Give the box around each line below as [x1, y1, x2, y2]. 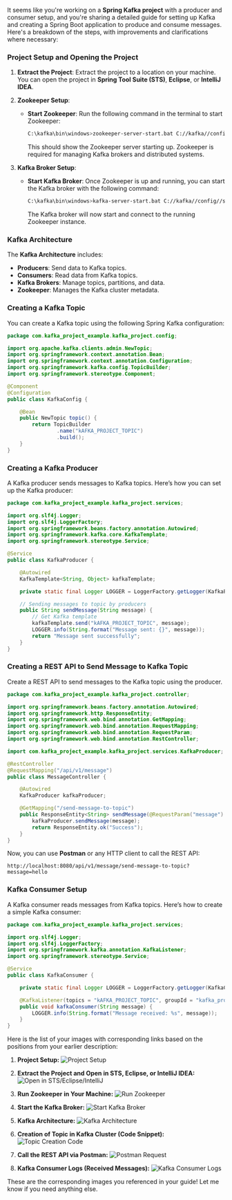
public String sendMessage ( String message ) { [19, 607, 153, 614]
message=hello [7, 869, 48, 876]
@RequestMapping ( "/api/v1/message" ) [7, 767, 113, 774]
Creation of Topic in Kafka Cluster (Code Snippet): [17, 1130, 164, 1138]
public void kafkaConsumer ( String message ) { [19, 1003, 153, 1010]
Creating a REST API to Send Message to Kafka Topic [7, 662, 188, 671]
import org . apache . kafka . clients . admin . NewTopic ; [7, 345, 153, 352]
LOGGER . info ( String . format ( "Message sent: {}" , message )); [32, 626, 206, 633]
